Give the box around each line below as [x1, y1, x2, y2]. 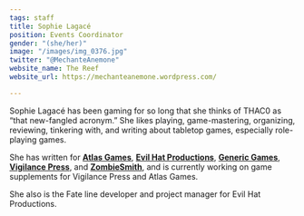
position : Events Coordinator [9, 30, 124, 39]
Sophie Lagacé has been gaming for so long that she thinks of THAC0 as [9, 105, 282, 116]
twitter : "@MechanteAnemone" [9, 55, 120, 64]
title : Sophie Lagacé [9, 22, 92, 31]
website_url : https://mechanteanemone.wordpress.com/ [9, 73, 218, 82]
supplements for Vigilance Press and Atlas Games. [9, 171, 199, 182]
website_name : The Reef [9, 64, 100, 74]
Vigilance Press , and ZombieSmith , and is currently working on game [9, 161, 272, 172]
